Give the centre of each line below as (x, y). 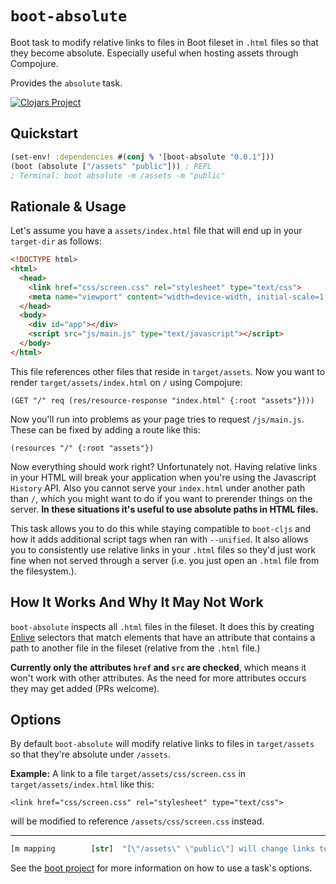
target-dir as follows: (56, 241)
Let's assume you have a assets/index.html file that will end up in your (156, 231)
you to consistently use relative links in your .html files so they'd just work (163, 549)
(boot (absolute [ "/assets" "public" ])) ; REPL (111, 166)
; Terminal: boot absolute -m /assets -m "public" (118, 175)
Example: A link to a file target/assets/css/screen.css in (128, 774)
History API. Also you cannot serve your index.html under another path (158, 488)
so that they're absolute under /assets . (91, 754)
